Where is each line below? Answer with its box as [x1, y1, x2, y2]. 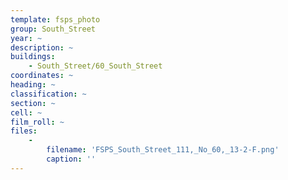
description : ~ [10, 42, 74, 53]
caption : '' [46, 154, 97, 164]
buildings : [10, 52, 56, 62]
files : [10, 126, 38, 136]
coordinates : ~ [10, 71, 74, 81]
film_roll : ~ [10, 117, 65, 127]
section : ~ [10, 98, 56, 108]
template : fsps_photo [10, 14, 101, 25]
